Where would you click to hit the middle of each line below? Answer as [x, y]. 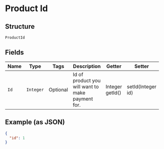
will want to [86, 87]
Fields [15, 52]
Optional [58, 90]
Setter [142, 66]
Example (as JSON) [35, 122]
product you [87, 80]
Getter [114, 66]
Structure [20, 27]
